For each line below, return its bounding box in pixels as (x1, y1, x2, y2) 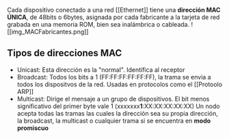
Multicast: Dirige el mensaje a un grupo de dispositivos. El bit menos (16, 94, 210, 103)
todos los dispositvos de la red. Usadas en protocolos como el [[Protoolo (16, 80, 223, 88)
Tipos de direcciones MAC (7, 47, 122, 59)
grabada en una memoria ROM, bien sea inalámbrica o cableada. (7, 21, 190, 28)
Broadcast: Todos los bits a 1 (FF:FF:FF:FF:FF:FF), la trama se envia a (16, 73, 211, 81)
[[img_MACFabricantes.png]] (7, 27, 89, 36)
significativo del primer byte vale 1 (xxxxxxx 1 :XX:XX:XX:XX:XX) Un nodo (16, 102, 220, 110)
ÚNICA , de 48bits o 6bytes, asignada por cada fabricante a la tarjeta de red (7, 13, 220, 21)
